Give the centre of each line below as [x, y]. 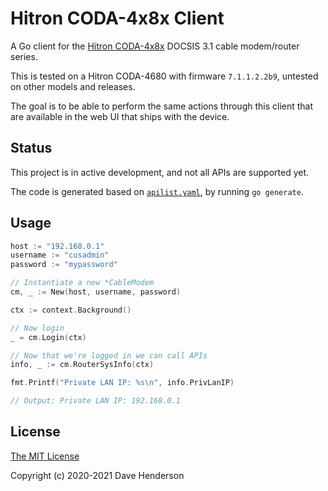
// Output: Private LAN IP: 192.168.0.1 [96, 401]
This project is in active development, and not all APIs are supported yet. [160, 172]
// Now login [37, 328]
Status [31, 148]
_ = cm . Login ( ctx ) [48, 337]
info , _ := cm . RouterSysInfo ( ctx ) [82, 365]
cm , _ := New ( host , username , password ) [96, 292]
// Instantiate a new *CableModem [82, 283]
